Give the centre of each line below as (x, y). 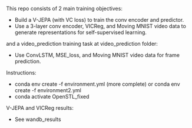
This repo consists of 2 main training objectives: (64, 9)
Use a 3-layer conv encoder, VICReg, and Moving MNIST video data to (100, 26)
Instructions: (21, 73)
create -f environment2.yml (48, 90)
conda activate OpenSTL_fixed (52, 97)
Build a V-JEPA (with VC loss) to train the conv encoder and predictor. (99, 20)
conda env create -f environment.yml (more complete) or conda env (97, 84)
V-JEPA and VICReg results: (40, 108)
